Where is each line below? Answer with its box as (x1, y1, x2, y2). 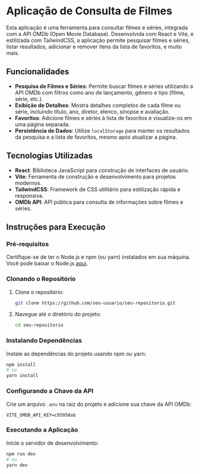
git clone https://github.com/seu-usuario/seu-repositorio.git (14, 300, 176, 306)
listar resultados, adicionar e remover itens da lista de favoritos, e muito (6, 43, 182, 50)
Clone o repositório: (14, 288, 64, 295)
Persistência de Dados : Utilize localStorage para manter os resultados (14, 127, 190, 134)
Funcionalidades (6, 67, 70, 77)
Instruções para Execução (6, 222, 106, 232)
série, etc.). (14, 95, 44, 102)
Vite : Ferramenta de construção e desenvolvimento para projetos (14, 173, 176, 180)
